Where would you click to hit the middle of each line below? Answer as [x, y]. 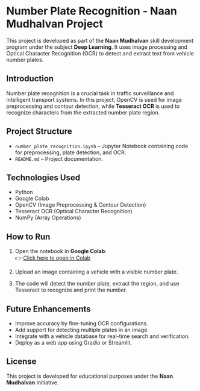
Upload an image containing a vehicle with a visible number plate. [96, 272]
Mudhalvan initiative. [33, 382]
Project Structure [39, 132]
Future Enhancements [49, 309]
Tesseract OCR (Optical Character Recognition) [73, 211]
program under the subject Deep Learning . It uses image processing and [97, 47]
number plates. [25, 60]
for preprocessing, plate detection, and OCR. [70, 152]
